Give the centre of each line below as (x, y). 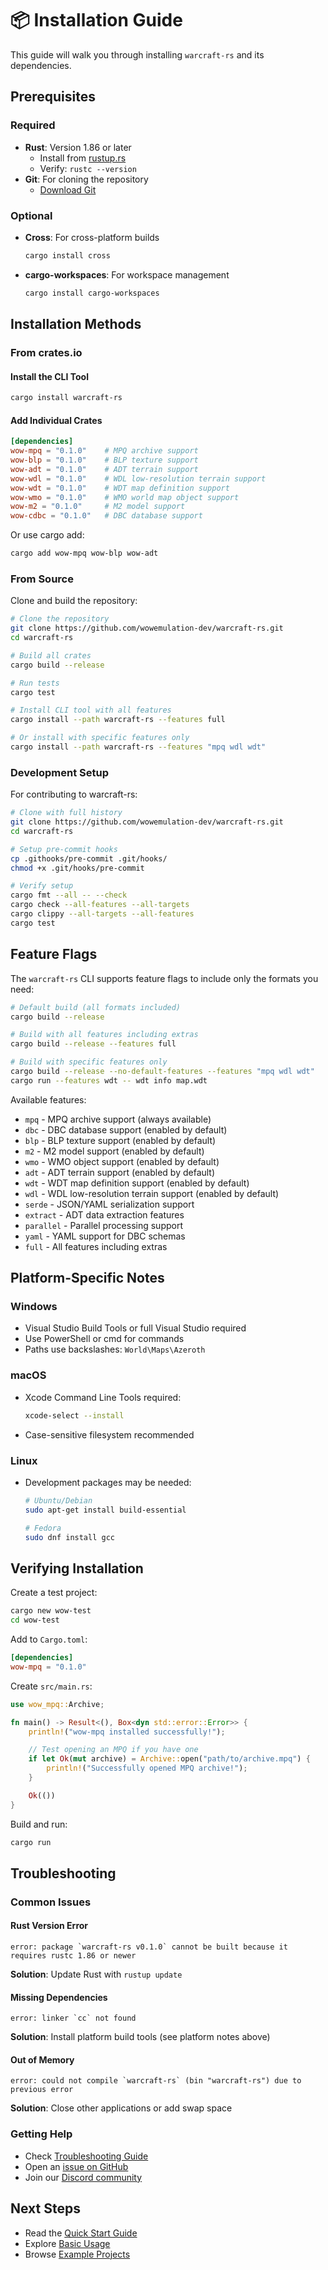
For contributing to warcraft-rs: (74, 794)
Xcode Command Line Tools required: (103, 1397)
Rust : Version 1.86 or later (78, 147)
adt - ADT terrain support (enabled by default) (120, 1172)
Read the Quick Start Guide (81, 2233)
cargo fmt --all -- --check (69, 895)
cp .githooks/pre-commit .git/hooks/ (89, 858)
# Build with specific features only (89, 1062)
